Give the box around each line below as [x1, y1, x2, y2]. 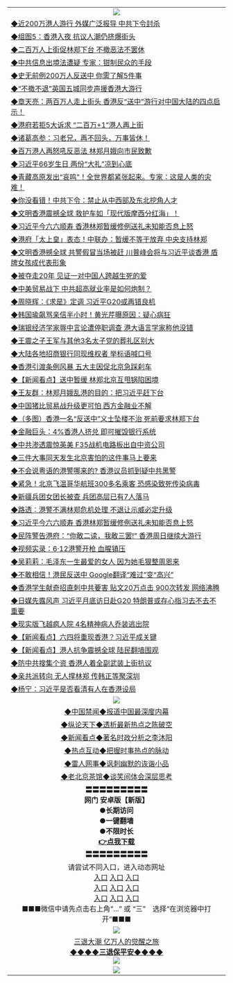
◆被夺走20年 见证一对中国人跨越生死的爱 [10, 271, 147, 280]
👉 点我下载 [98, 837, 135, 846]
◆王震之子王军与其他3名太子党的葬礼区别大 [10, 336, 155, 345]
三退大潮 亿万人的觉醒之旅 [74, 937, 159, 946]
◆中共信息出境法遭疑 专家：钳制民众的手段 [10, 58, 153, 67]
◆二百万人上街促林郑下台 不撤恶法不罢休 [10, 45, 146, 54]
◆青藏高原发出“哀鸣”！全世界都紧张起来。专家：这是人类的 [10, 173, 205, 182]
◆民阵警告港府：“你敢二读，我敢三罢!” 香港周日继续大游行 [10, 531, 202, 540]
